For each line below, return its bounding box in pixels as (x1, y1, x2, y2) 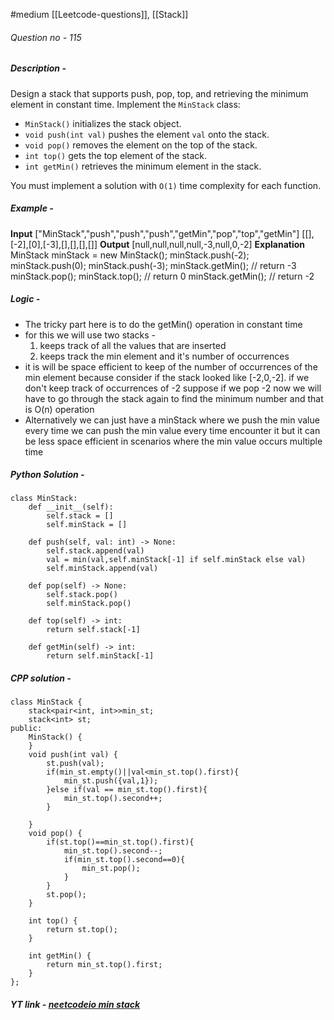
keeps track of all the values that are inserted (39, 339, 227, 351)
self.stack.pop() (46, 590, 118, 600)
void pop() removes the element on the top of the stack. (24, 139, 258, 151)
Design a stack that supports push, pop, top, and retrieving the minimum (10, 87, 309, 99)
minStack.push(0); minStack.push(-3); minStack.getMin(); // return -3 (10, 259, 297, 271)
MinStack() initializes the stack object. (24, 117, 182, 129)
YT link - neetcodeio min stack (10, 999, 141, 1011)
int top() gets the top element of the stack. (24, 149, 208, 161)
